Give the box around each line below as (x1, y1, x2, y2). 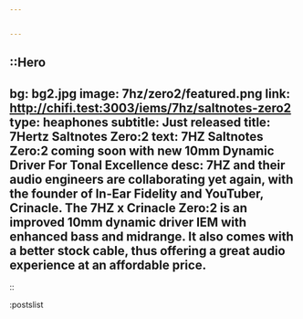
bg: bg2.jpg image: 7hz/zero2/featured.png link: (9, 86, 290, 101)
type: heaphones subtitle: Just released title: (9, 114, 271, 130)
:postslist (9, 299, 44, 310)
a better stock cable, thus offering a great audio (9, 243, 286, 259)
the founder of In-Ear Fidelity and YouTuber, (9, 186, 265, 201)
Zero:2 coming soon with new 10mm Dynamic (9, 143, 275, 158)
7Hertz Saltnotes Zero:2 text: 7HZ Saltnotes (9, 129, 264, 144)
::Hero (9, 55, 47, 70)
